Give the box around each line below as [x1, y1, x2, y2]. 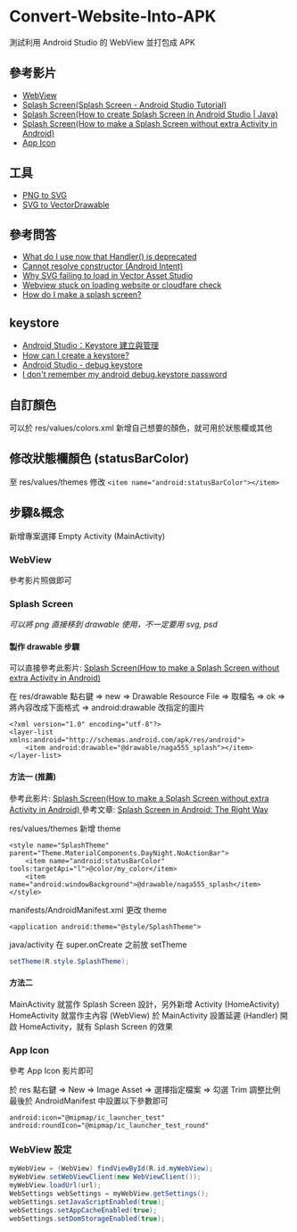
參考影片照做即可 [9, 574, 72, 586]
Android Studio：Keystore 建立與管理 [21, 340, 159, 351]
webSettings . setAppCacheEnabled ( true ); [9, 1205, 158, 1215]
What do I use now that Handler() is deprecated [21, 252, 198, 262]
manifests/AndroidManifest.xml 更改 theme [9, 904, 168, 915]
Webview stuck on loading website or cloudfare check [21, 279, 222, 291]
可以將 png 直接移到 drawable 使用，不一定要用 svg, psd [9, 619, 219, 630]
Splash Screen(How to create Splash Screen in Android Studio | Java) [21, 109, 278, 120]
